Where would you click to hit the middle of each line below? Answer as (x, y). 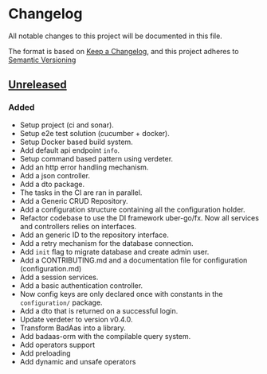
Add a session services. (59, 277)
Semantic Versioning (42, 60)
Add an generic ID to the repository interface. (94, 235)
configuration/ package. (61, 302)
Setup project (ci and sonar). (67, 125)
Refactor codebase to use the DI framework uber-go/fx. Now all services (139, 218)
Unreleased (38, 85)
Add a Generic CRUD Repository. (74, 201)
